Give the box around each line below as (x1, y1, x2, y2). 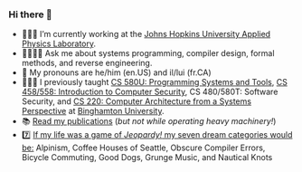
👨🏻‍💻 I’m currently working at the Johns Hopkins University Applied (21, 29, 271, 40)
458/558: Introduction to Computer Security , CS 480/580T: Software (21, 86, 278, 98)
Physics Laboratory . (21, 38, 97, 49)
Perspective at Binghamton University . (21, 106, 165, 117)
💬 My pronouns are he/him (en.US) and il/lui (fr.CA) (21, 67, 212, 78)
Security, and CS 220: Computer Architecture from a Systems (21, 96, 252, 107)
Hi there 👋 (8, 8, 53, 21)
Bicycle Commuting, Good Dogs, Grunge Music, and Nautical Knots (21, 152, 273, 163)
